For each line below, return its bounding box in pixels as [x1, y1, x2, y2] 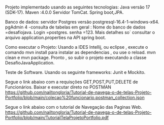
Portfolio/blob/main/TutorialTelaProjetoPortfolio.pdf [5, 115, 109, 120]
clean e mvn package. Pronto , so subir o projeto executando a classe [5, 55, 147, 61]
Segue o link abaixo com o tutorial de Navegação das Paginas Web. [5, 104, 142, 110]
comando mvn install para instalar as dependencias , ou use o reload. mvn [5, 49, 156, 55]
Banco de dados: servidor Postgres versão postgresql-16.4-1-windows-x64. [5, 19, 160, 25]
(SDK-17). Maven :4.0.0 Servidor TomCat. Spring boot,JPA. [5, 9, 124, 15]
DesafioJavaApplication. [5, 60, 55, 65]
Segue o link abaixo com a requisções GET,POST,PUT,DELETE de [5, 79, 138, 85]
